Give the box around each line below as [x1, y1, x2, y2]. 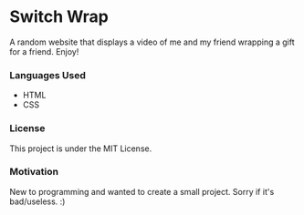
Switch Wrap [9, 6, 110, 27]
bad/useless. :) [9, 196, 66, 207]
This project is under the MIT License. [9, 143, 152, 154]
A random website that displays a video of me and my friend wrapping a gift [9, 36, 295, 47]
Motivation [9, 166, 59, 179]
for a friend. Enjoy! [9, 46, 79, 56]
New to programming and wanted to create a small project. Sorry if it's [9, 186, 275, 197]
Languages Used [9, 68, 87, 81]
